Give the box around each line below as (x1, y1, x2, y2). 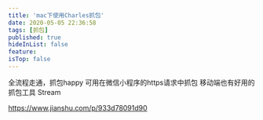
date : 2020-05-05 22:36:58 (8, 19, 97, 27)
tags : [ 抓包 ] (8, 26, 49, 34)
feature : (8, 48, 37, 56)
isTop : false (8, 56, 51, 64)
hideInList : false (8, 41, 68, 49)
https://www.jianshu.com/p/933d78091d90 (8, 103, 148, 112)
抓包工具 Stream (8, 87, 61, 96)
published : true (8, 33, 61, 42)
